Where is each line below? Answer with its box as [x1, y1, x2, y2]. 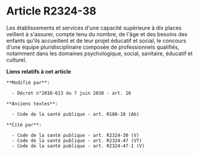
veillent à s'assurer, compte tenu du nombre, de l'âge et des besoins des [6, 30, 188, 37]
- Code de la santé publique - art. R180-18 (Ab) [12, 111, 139, 117]
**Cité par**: [6, 122, 42, 128]
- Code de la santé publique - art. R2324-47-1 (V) [12, 143, 145, 149]
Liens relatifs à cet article [6, 68, 71, 75]
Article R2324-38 [6, 4, 97, 18]
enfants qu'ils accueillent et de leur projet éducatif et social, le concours [6, 37, 186, 44]
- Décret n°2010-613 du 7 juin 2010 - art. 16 [12, 90, 131, 96]
